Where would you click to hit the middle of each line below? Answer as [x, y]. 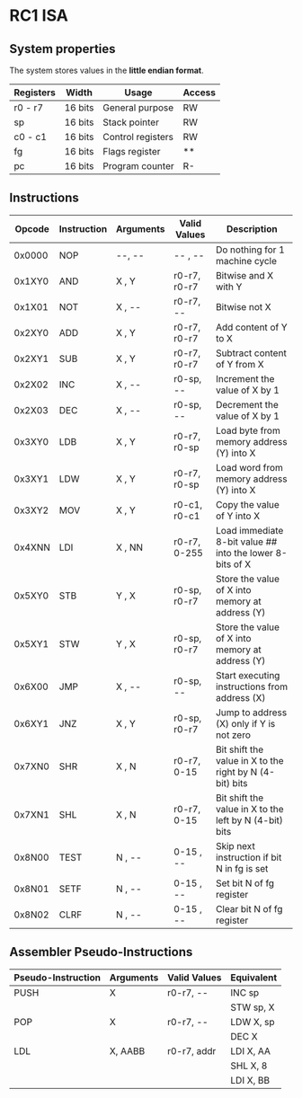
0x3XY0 [31, 441]
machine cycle [246, 261]
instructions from [252, 686]
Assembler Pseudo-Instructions [101, 952]
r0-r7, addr [192, 1050]
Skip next [235, 846]
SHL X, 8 [249, 1066]
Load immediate [249, 530]
